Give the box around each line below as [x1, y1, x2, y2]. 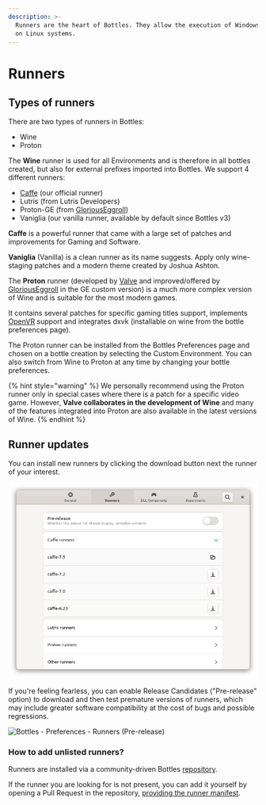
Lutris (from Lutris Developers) [19, 196, 120, 206]
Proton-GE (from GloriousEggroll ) [19, 205, 129, 215]
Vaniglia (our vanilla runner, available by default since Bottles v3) [19, 214, 231, 223]
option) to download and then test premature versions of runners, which [8, 694, 244, 704]
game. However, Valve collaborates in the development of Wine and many [8, 398, 254, 408]
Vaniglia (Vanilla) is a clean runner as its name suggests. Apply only [8, 253, 230, 262]
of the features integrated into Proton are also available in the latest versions [8, 406, 257, 416]
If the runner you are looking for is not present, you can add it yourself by [8, 780, 248, 789]
